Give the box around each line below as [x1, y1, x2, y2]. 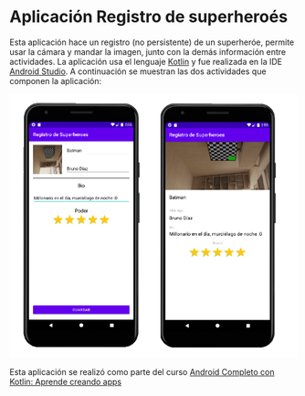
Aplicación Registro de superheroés [9, 6, 289, 27]
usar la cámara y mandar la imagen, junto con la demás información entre [9, 46, 286, 57]
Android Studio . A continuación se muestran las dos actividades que [9, 66, 267, 77]
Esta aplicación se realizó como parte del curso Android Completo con [9, 366, 276, 377]
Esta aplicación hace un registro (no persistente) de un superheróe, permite [9, 37, 295, 48]
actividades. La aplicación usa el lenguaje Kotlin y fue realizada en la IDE [9, 56, 283, 67]
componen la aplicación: [9, 75, 102, 86]
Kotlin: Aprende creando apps [9, 376, 121, 387]
